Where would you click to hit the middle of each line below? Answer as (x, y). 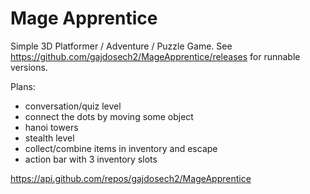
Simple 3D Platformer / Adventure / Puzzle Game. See (121, 46)
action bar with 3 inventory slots (91, 159)
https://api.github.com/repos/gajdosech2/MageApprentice (131, 178)
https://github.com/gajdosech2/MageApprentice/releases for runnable (155, 56)
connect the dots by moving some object (109, 116)
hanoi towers (51, 127)
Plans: (23, 86)
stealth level (49, 138)
